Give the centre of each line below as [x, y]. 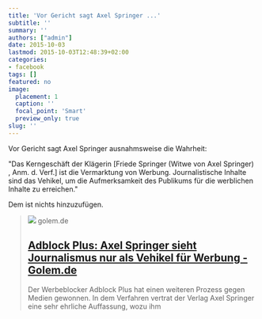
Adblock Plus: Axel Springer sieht [112, 246]
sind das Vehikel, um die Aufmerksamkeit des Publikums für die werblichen [131, 180]
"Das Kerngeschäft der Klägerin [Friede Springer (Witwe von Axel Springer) [131, 164]
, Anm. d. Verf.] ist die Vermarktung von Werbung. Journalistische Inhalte [127, 172]
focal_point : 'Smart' [51, 112]
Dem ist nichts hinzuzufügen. [56, 204]
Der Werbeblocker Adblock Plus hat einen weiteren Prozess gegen [136, 289]
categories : [28, 60]
